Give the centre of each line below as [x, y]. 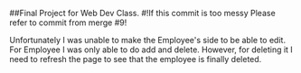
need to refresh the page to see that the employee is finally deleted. [136, 59]
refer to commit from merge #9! [68, 23]
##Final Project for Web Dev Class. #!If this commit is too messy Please [142, 13]
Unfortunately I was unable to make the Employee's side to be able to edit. [148, 40]
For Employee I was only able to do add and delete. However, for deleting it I [151, 50]
